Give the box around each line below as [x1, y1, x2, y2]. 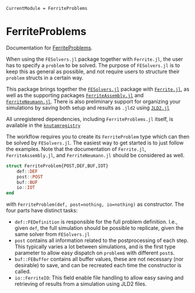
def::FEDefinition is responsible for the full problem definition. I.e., [14, 218, 178, 225]
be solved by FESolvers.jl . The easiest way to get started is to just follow [6, 139, 184, 146]
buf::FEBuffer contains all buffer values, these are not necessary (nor [14, 256, 184, 263]
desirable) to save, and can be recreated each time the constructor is [14, 262, 182, 269]
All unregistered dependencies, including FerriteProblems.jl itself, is [6, 115, 174, 122]
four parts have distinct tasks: [6, 207, 78, 214]
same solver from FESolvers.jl [14, 231, 90, 238]
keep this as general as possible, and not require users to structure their [6, 68, 180, 75]
